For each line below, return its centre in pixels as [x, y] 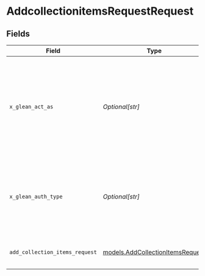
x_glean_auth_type [36, 196]
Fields [18, 34]
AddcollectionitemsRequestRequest [100, 11]
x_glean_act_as [31, 107]
